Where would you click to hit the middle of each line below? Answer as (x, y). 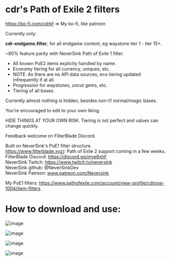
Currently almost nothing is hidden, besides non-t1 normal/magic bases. (81, 101)
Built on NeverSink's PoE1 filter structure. (49, 146)
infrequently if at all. (34, 79)
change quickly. (22, 126)
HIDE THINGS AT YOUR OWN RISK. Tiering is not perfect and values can (82, 120)
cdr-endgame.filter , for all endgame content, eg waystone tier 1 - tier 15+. (84, 43)
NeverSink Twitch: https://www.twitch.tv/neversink (59, 162)
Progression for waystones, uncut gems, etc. (60, 85)
